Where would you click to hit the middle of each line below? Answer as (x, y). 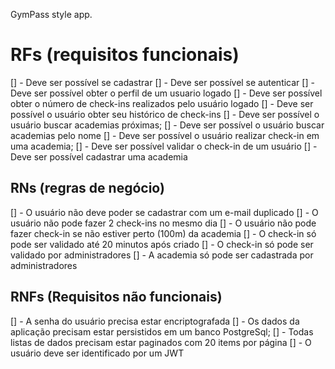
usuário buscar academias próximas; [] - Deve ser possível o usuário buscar (167, 125)
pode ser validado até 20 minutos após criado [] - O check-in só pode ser (162, 244)
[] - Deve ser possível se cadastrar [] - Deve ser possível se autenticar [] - (162, 82)
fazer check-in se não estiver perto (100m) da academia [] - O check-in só (163, 233)
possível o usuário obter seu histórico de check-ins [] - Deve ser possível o (165, 114)
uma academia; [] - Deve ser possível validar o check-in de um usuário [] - (164, 146)
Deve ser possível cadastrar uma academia (99, 156)
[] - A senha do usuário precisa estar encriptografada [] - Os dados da (155, 321)
